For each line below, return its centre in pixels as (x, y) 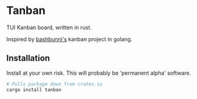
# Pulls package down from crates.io (54, 84)
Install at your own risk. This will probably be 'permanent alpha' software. (99, 73)
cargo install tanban (34, 90)
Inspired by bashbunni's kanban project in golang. (69, 39)
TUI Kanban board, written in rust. (49, 27)
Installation (28, 58)
